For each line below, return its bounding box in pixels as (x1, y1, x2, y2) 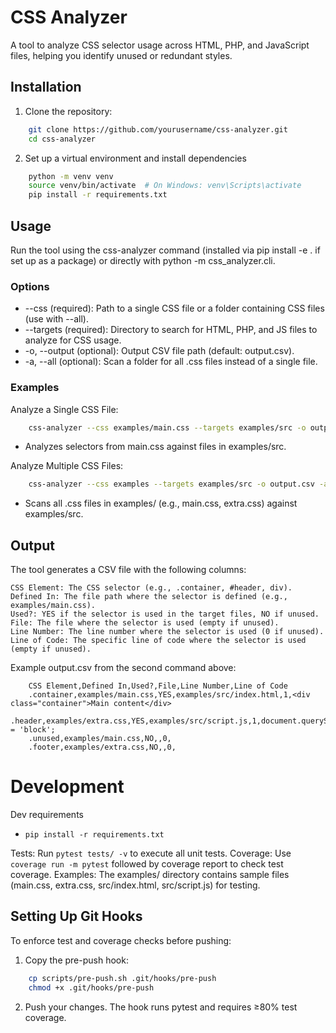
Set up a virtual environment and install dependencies (24, 152, 247, 164)
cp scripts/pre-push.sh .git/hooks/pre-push (28, 973, 217, 983)
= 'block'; (10, 725, 56, 735)
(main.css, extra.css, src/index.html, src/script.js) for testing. (10, 879, 261, 891)
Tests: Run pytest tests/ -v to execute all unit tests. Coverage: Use (10, 847, 292, 860)
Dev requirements (10, 809, 84, 821)
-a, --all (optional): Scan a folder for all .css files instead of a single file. (24, 356, 318, 368)
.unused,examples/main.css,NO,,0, (28, 734, 172, 744)
